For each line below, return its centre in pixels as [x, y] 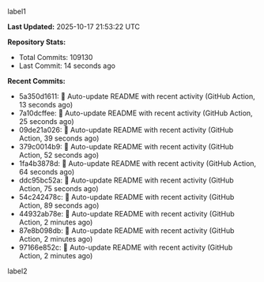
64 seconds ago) [47, 172]
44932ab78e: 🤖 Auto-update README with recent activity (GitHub [126, 214]
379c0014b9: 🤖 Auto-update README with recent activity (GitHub [126, 147]
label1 [17, 11]
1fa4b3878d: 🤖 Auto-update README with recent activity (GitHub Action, [138, 164]
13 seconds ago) [45, 105]
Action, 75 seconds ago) [58, 188]
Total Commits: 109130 [56, 57]
